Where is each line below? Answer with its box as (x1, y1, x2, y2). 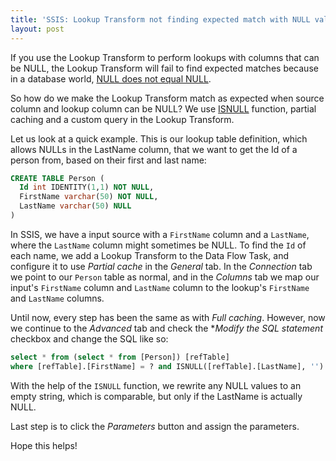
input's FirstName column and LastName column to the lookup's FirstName (10, 281, 310, 293)
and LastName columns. (10, 292, 105, 304)
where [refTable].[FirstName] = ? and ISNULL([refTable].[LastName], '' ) (10, 361, 325, 371)
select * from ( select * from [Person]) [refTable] (10, 352, 230, 362)
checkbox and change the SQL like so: (10, 332, 169, 345)
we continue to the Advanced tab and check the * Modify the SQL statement (10, 322, 323, 334)
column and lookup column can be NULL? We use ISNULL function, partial (10, 102, 317, 115)
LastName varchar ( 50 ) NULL (19, 201, 132, 211)
